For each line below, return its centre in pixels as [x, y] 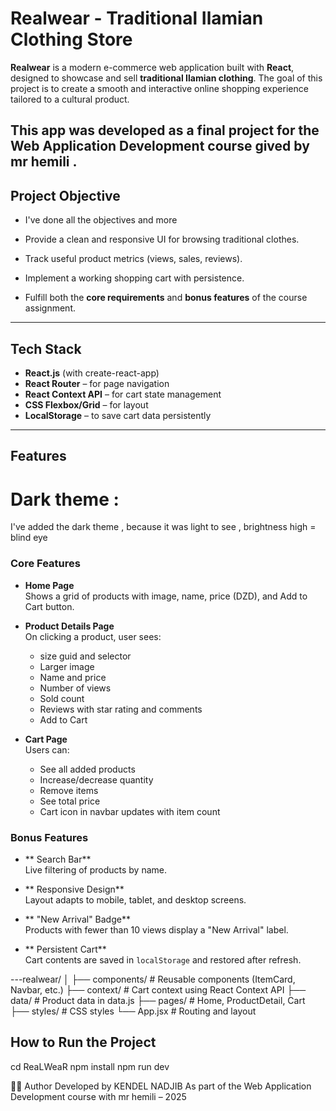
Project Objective [65, 195]
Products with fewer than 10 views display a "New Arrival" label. [156, 929]
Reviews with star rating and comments [121, 709]
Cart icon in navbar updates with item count [130, 811]
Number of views [75, 688]
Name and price [73, 677]
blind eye [29, 538]
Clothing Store [71, 39]
